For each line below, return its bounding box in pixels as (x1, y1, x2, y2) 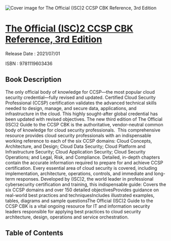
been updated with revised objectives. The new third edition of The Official (5, 116, 162, 122)
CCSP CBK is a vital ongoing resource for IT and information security (5, 203, 151, 209)
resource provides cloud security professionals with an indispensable (5, 132, 152, 138)
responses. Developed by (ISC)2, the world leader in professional (16, 176, 154, 182)
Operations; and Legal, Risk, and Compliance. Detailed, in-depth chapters (5, 154, 160, 160)
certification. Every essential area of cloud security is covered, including (5, 165, 157, 171)
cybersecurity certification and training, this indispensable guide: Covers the (5, 181, 166, 187)
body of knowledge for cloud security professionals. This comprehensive (5, 127, 161, 133)
